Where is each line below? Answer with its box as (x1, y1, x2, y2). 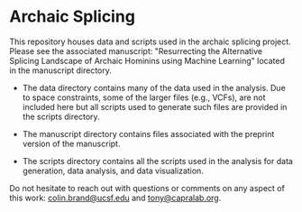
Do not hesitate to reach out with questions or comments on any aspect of (9, 182, 286, 193)
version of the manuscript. (22, 138, 121, 149)
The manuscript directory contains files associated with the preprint (22, 128, 275, 139)
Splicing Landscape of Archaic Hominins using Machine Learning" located (9, 55, 286, 66)
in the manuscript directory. (9, 65, 113, 76)
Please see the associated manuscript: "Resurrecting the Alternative (9, 45, 263, 56)
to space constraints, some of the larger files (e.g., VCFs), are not (22, 92, 266, 103)
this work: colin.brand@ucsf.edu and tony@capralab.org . (9, 192, 222, 203)
